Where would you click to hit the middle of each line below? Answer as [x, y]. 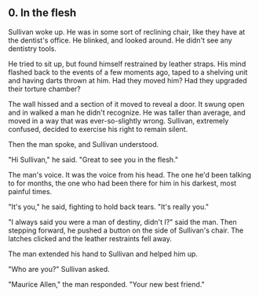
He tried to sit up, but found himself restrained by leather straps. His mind [127, 64]
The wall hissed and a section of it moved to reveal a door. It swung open [126, 104]
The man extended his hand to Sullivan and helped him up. [103, 254]
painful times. [30, 191]
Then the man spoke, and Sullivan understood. [84, 144]
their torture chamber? [44, 89]
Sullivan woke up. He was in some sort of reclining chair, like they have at [127, 31]
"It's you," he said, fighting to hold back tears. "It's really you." [109, 207]
